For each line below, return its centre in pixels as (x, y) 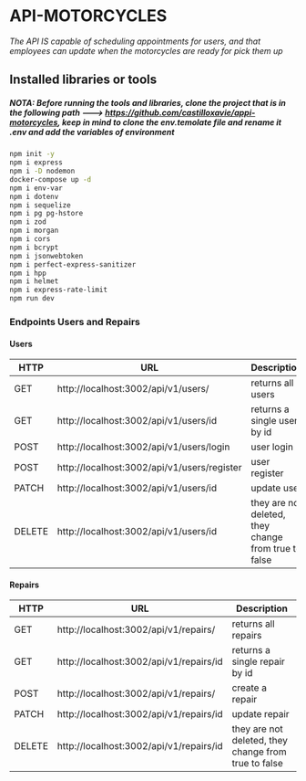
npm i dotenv (34, 196)
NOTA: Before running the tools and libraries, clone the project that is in (148, 102)
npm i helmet (34, 281)
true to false (258, 764)
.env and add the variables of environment (92, 132)
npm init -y (32, 154)
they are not (258, 729)
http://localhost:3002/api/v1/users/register (149, 468)
